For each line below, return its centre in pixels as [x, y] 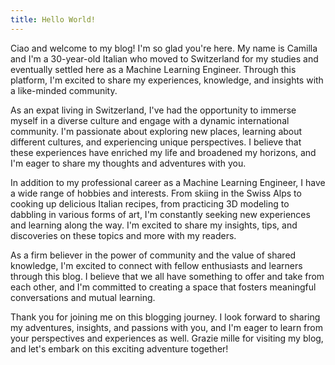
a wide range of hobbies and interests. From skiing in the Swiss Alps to [156, 193]
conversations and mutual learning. [83, 297]
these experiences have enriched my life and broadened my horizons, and [163, 152]
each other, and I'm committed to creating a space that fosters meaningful [163, 287]
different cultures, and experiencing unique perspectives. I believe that [156, 142]
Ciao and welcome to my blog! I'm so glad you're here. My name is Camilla [164, 48]
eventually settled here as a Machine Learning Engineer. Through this [153, 69]
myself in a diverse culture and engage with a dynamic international [150, 120]
